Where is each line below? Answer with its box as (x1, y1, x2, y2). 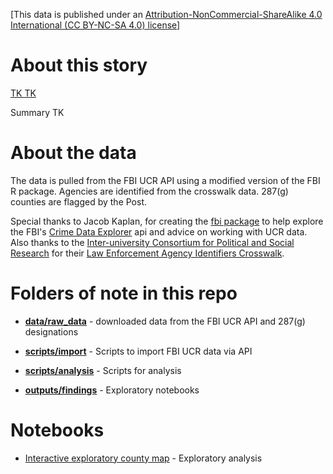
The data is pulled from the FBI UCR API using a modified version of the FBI (10, 174, 321, 186)
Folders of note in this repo (10, 282, 238, 305)
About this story (10, 54, 148, 77)
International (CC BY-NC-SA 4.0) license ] (10, 19, 181, 31)
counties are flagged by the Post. (10, 195, 148, 208)
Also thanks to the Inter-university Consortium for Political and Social (10, 236, 295, 248)
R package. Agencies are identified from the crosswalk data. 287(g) (10, 185, 289, 197)
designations (24, 325, 79, 338)
